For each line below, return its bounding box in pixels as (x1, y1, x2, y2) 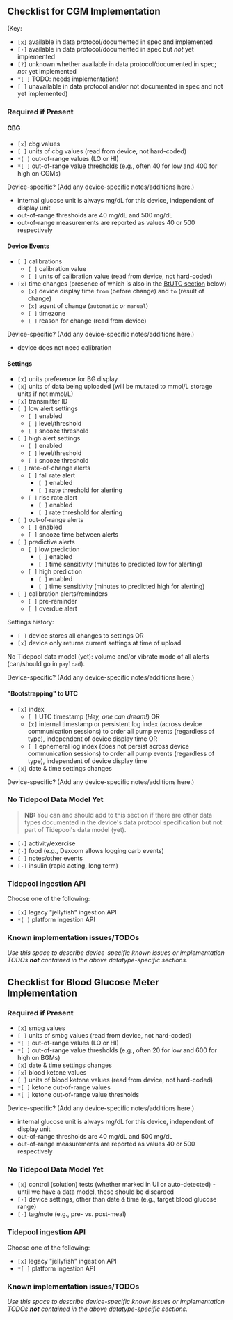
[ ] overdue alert (27, 604, 78, 613)
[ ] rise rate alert (27, 493, 78, 502)
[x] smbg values (17, 1024, 65, 1032)
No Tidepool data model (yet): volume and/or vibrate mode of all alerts (7, 652, 209, 661)
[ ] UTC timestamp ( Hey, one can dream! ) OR (27, 712, 160, 721)
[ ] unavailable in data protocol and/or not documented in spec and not (17, 82, 223, 90)
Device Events (7, 242, 50, 250)
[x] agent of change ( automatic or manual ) (27, 302, 149, 310)
